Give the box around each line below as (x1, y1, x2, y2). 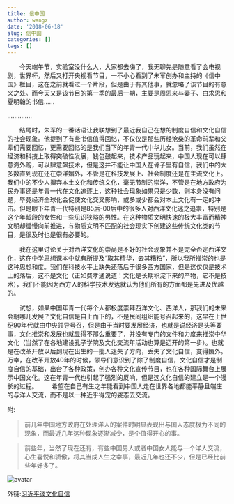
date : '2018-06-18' (7, 23, 64, 30)
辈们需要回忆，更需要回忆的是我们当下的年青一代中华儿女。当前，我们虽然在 (7, 144, 227, 151)
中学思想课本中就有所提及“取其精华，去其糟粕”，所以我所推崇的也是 (31, 254, 226, 262)
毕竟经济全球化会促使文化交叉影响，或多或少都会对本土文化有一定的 (19, 196, 214, 204)
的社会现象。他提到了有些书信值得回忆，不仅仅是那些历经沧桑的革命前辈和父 (7, 135, 227, 143)
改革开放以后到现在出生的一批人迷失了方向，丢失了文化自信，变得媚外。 (19, 347, 227, 356)
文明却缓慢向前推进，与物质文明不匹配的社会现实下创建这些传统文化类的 (7, 222, 214, 230)
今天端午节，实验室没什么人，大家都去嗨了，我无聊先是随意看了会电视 (19, 63, 221, 70)
